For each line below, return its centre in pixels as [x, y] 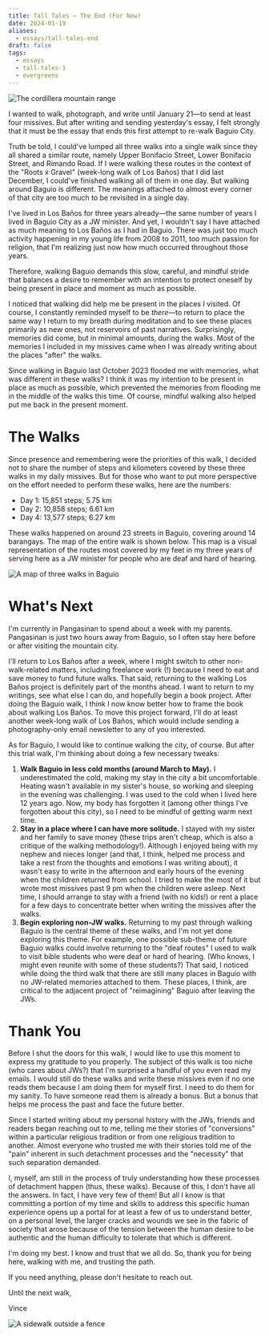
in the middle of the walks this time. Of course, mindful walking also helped [132, 396]
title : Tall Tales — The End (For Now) [75, 16]
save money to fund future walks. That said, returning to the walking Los [128, 678]
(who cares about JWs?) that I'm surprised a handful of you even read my [130, 1071]
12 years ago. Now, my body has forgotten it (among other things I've [134, 803]
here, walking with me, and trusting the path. [82, 1262]
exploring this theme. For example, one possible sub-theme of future [133, 939]
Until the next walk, [40, 1293]
